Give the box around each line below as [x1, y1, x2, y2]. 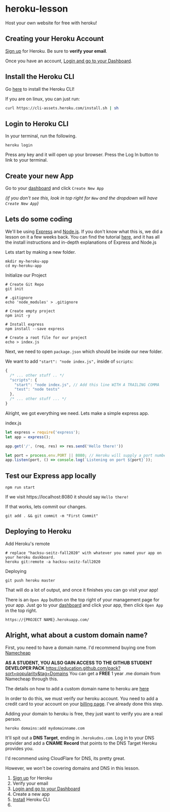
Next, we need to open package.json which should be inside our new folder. [5, 348, 163, 355]
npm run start [5, 485, 35, 490]
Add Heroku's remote [5, 540, 50, 547]
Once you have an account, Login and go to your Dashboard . [5, 58, 133, 64]
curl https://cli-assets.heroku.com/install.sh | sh [5, 105, 119, 110]
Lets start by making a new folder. [5, 249, 76, 255]
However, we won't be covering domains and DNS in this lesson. [5, 765, 140, 771]
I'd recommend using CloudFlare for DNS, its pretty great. [5, 755, 125, 761]
